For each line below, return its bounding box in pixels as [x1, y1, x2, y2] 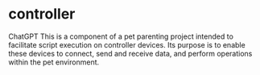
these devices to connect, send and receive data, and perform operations [8, 48, 253, 58]
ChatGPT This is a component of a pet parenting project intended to [8, 31, 233, 41]
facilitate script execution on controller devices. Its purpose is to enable [8, 40, 246, 49]
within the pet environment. [8, 57, 100, 67]
